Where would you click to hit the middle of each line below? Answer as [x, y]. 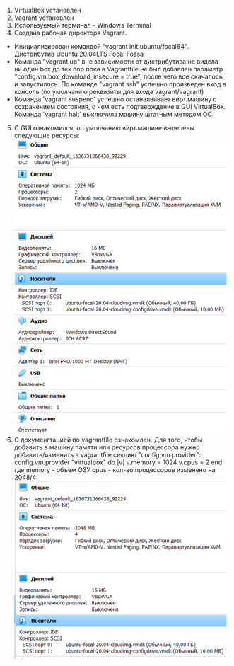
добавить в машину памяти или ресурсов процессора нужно [107, 447]
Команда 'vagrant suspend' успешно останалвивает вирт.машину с [115, 99]
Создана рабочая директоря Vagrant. [70, 33]
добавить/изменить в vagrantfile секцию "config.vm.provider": [107, 454]
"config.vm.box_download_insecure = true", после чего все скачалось [118, 76]
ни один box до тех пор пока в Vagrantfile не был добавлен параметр [118, 69]
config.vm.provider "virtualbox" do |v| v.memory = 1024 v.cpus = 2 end [118, 462]
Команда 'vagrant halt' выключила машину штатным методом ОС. [114, 114]
